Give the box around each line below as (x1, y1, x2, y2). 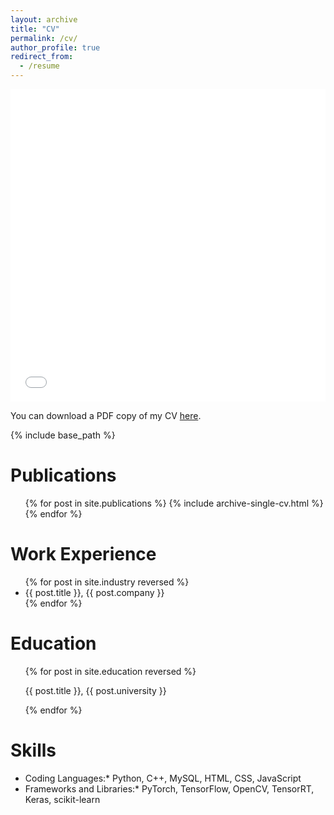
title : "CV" (10, 24, 60, 34)
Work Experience (10, 543, 157, 566)
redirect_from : (10, 52, 74, 62)
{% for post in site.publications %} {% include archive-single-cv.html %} (24, 497, 324, 509)
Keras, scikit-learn (24, 793, 101, 805)
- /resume (19, 61, 60, 71)
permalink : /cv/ (10, 33, 78, 43)
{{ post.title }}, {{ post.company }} (24, 586, 165, 598)
